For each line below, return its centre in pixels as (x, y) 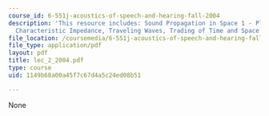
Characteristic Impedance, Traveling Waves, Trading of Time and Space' (139, 30)
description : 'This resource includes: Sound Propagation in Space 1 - (130, 23)
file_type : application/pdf (55, 46)
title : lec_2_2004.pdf (46, 61)
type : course (30, 68)
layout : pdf (28, 53)
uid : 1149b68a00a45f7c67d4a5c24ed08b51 (75, 75)
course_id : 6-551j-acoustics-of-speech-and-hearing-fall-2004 (114, 16)
